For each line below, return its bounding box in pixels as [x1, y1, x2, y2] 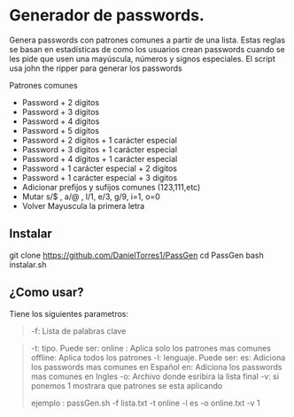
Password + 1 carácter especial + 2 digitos [21, 163, 178, 174]
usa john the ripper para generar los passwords [9, 63, 183, 73]
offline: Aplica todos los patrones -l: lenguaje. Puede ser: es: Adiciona [30, 351, 286, 363]
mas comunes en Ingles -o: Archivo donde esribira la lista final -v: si [30, 371, 280, 382]
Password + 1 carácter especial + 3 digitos [21, 172, 178, 182]
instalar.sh [9, 259, 47, 270]
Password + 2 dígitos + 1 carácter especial [21, 135, 178, 145]
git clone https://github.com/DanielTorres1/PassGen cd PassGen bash [9, 250, 264, 260]
